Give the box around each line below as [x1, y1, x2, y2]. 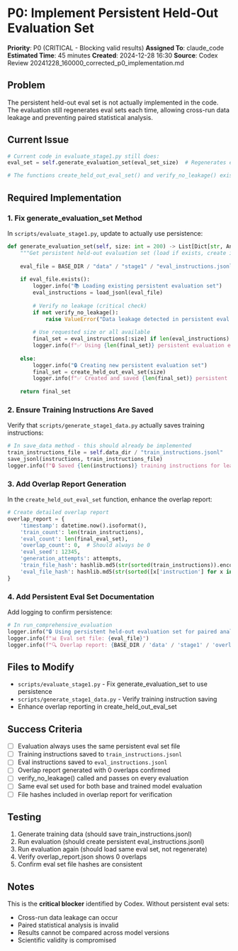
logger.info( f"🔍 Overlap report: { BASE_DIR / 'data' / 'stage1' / [7, 641, 210, 648]
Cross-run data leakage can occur [17, 913, 118, 922]
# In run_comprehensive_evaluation [7, 621, 113, 629]
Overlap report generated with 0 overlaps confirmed [17, 766, 171, 775]
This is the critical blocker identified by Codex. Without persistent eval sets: [7, 900, 229, 908]
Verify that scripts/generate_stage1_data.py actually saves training [7, 421, 205, 430]
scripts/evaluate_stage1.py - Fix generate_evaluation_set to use [17, 680, 208, 688]
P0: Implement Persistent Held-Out [7, 5, 218, 21]
